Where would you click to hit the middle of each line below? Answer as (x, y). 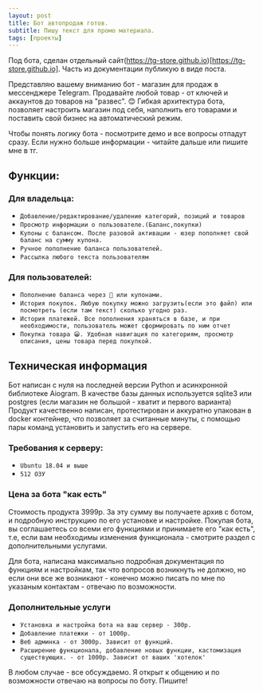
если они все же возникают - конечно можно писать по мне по (117, 577)
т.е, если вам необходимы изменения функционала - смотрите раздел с (132, 537)
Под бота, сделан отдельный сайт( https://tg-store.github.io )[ (110, 61)
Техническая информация (78, 366)
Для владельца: (41, 198)
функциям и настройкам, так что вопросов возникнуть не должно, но (127, 570)
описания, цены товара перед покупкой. (86, 342)
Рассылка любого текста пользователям (84, 257)
